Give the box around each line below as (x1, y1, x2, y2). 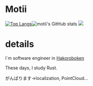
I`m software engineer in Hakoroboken (5, 55, 84, 61)
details (5, 39, 34, 50)
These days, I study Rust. (5, 64, 57, 71)
